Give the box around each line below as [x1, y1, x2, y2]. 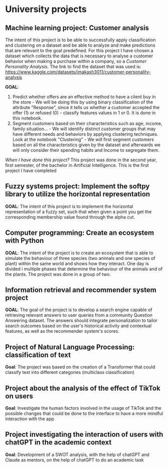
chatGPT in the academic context [5, 438, 112, 447]
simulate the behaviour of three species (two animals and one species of [5, 255, 155, 261]
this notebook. [12, 115, 43, 121]
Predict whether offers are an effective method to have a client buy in [12, 94, 156, 100]
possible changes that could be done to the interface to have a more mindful [5, 411, 163, 417]
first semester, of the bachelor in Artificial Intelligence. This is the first [5, 162, 149, 168]
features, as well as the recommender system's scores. [5, 328, 119, 334]
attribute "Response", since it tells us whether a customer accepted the [12, 105, 159, 110]
